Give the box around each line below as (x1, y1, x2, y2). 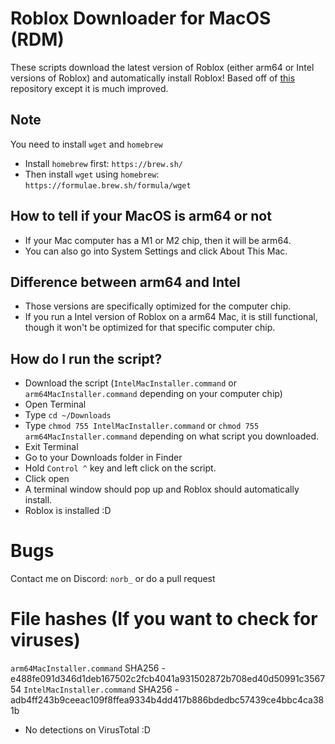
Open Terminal (24, 398, 87, 411)
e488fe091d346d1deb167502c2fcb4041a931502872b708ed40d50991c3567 (10, 673, 326, 685)
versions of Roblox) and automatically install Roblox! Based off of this (10, 72, 296, 84)
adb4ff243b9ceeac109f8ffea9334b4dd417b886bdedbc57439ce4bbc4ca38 (10, 694, 325, 706)
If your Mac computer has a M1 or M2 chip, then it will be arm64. (24, 234, 292, 246)
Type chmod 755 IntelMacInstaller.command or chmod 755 (24, 420, 260, 432)
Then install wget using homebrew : (24, 168, 160, 180)
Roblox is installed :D (24, 505, 112, 517)
